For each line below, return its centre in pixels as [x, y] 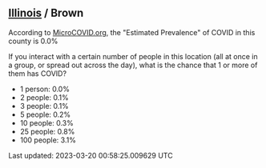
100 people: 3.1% [48, 140]
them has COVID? [37, 73]
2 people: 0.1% [44, 97]
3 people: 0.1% [44, 106]
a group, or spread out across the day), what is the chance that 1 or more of [133, 65]
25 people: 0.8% [47, 131]
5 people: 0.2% [45, 114]
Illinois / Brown [46, 13]
